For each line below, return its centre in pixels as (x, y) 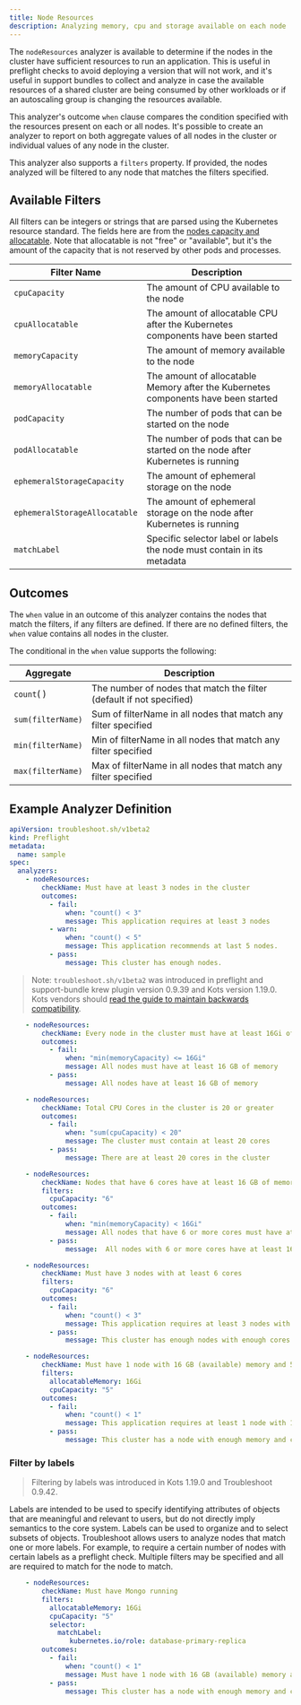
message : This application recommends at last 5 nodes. (172, 946)
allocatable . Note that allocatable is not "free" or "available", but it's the (141, 241)
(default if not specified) (142, 700)
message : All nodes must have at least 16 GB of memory (172, 1067)
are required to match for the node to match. (91, 1567)
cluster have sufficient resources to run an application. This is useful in (140, 61)
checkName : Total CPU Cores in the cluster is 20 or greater (158, 1108)
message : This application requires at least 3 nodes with (178, 1324)
